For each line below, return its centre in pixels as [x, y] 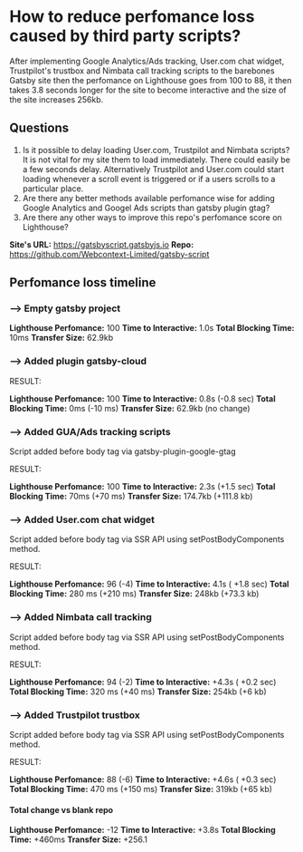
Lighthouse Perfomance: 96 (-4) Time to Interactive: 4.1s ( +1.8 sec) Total [149, 584]
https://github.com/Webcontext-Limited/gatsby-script [109, 254]
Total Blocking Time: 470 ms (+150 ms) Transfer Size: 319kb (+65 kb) [141, 789]
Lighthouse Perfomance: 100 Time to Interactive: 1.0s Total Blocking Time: [152, 328]
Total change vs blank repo [62, 809]
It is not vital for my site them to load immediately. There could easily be [156, 160]
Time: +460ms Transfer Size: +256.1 [78, 839]
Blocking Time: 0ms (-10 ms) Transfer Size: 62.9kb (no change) [130, 408]
